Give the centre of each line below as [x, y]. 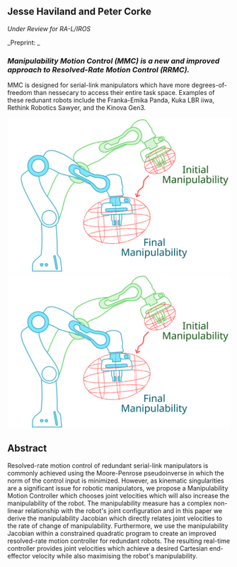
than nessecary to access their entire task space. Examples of [124, 93]
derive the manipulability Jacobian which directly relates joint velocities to [115, 518]
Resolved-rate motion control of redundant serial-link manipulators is [108, 465]
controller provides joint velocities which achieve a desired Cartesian [108, 548]
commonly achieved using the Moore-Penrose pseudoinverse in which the [116, 473]
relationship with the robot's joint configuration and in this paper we [124, 510]
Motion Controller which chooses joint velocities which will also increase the [118, 495]
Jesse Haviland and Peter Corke [80, 12]
